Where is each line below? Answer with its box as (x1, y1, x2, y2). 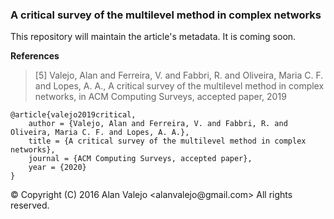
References (10, 50, 60, 62)
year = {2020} (28, 163, 87, 173)
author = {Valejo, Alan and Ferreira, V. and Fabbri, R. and (28, 119, 288, 129)
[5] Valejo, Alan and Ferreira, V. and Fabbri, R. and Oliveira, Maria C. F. (34, 69, 324, 82)
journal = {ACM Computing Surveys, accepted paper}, (28, 154, 253, 164)
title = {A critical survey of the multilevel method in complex (28, 136, 307, 147)
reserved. (10, 199, 50, 212)
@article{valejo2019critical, (10, 110, 137, 120)
